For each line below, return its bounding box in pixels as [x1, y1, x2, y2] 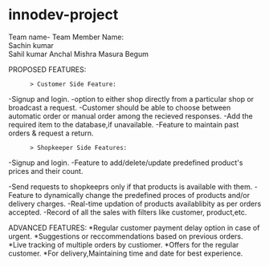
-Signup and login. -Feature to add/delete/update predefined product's [8, 158, 243, 167]
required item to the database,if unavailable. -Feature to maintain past [8, 119, 239, 129]
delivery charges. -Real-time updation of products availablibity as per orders [8, 199, 262, 208]
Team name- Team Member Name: [8, 32, 124, 42]
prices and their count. [8, 166, 84, 175]
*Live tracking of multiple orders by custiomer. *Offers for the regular [8, 240, 239, 249]
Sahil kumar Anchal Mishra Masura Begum [8, 49, 149, 58]
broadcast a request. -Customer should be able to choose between [8, 103, 231, 112]
